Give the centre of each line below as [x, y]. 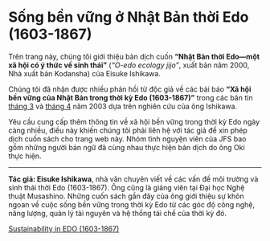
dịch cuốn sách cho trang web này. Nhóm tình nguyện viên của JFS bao [127, 139]
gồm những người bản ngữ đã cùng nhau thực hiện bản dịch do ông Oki [127, 147]
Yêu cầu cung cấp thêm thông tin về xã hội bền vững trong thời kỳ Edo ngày [134, 121]
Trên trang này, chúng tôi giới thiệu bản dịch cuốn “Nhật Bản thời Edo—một [134, 56]
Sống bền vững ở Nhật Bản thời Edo [129, 17]
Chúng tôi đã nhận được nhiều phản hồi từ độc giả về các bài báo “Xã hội [130, 89]
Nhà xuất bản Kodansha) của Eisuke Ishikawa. [84, 73]
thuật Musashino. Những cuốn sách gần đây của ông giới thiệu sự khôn [126, 196]
